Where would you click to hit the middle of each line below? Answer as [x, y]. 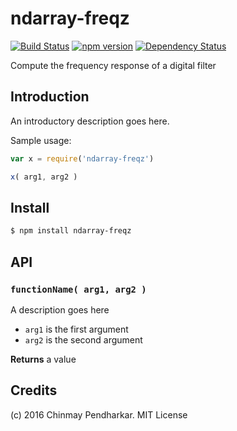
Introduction [50, 97]
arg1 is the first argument [76, 329]
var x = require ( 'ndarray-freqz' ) [82, 158]
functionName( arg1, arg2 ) [78, 289]
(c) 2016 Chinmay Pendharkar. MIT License [99, 414]
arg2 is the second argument [83, 339]
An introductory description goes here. [90, 121]
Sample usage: [41, 140]
